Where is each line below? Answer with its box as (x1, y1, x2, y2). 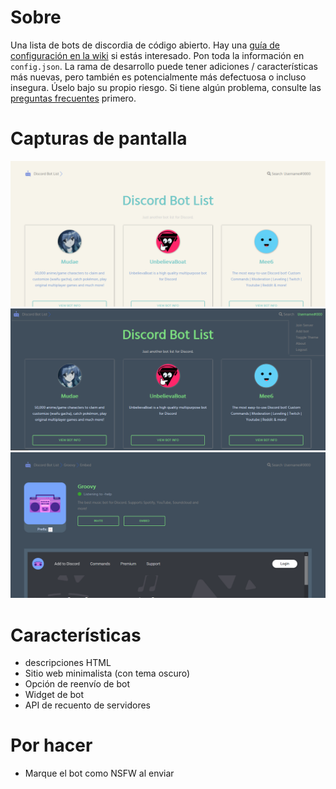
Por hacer (10, 734, 93, 757)
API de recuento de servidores (24, 699, 151, 711)
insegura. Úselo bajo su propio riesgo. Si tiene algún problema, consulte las (10, 81, 322, 93)
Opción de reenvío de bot (24, 678, 130, 690)
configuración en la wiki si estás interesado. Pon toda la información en (10, 49, 305, 61)
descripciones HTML (24, 657, 112, 669)
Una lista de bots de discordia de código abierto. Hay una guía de (10, 39, 280, 51)
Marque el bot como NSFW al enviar (24, 767, 175, 780)
